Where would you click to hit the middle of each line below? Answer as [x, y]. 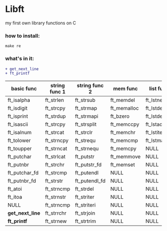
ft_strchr [55, 165]
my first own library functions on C [41, 23]
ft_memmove [125, 156]
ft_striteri [85, 205]
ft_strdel [84, 189]
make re [13, 46]
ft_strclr [84, 133]
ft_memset [123, 165]
